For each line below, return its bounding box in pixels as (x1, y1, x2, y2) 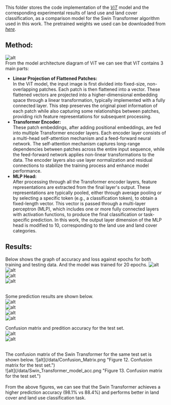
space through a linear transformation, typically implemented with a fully (12, 97, 165, 103)
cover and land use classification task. (5, 394, 86, 401)
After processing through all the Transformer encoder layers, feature (12, 179, 157, 185)
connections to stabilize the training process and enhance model (12, 162, 149, 168)
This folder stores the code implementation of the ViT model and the (5, 5, 149, 10)
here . (5, 26, 16, 32)
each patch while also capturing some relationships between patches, (12, 108, 160, 114)
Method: (5, 41, 33, 50)
